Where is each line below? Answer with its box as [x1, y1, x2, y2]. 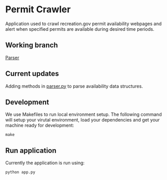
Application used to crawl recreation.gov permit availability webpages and [5, 21, 162, 27]
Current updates [5, 69, 59, 78]
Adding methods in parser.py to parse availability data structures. [5, 83, 143, 89]
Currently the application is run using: [5, 160, 85, 166]
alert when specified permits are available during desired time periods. [5, 26, 155, 32]
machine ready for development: [5, 122, 74, 129]
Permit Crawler [5, 4, 71, 15]
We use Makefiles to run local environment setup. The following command [5, 111, 162, 117]
